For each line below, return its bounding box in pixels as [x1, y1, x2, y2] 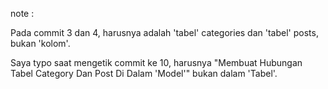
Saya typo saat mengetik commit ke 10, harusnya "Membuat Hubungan [10, 57, 303, 68]
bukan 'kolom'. [10, 38, 71, 49]
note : [10, 8, 35, 19]
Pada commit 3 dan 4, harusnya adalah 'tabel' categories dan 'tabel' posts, [10, 27, 319, 38]
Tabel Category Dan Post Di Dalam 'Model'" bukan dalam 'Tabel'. [10, 68, 278, 79]
